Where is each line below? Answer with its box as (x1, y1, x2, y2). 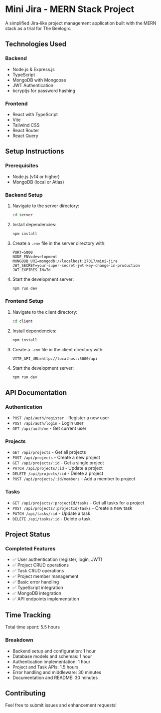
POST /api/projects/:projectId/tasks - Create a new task (12, 505, 133, 511)
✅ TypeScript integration (12, 584, 63, 591)
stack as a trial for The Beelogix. (5, 25, 71, 31)
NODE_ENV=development (12, 254, 57, 259)
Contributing (5, 689, 46, 697)
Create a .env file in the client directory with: (12, 346, 104, 352)
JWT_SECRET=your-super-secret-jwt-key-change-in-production (12, 263, 140, 268)
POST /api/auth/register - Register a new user (12, 415, 110, 421)
